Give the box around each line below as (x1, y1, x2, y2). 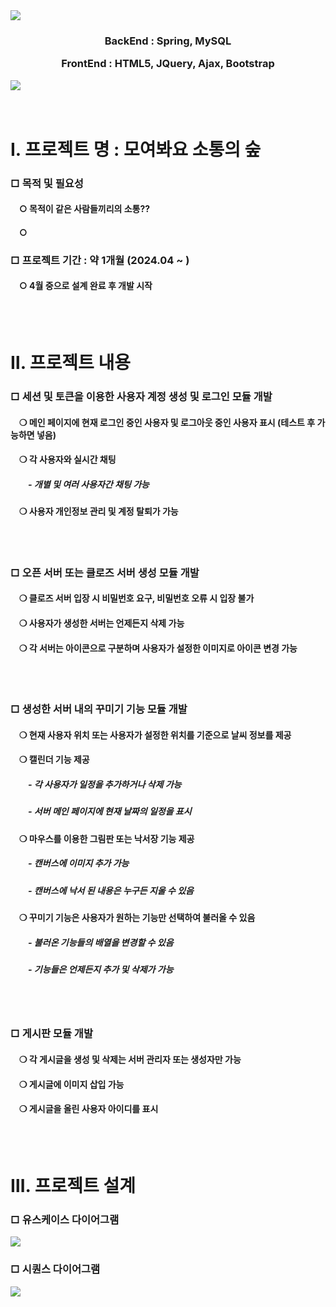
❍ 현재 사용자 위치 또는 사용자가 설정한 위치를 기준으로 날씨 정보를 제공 (19, 729, 292, 741)
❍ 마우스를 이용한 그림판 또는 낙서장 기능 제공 (19, 832, 195, 844)
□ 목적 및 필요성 (10, 176, 84, 190)
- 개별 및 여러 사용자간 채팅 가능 (28, 478, 150, 490)
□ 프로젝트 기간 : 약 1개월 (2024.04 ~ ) (10, 253, 190, 267)
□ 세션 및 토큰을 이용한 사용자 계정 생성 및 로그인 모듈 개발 (10, 390, 273, 404)
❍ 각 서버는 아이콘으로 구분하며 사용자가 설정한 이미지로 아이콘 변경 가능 (19, 642, 298, 654)
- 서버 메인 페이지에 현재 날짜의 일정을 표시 (28, 805, 192, 818)
